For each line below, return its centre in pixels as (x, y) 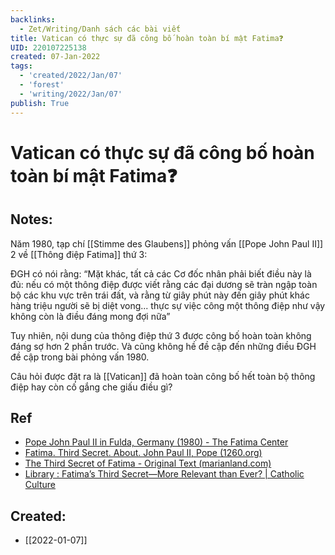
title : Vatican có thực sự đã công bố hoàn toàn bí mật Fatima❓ (147, 38)
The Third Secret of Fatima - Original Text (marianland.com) (148, 463)
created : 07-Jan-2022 (55, 57)
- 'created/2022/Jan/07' (71, 76)
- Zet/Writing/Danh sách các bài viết (100, 29)
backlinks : (33, 19)
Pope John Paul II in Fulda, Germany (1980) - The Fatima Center (156, 442)
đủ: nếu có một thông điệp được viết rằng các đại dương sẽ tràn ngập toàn (164, 284)
